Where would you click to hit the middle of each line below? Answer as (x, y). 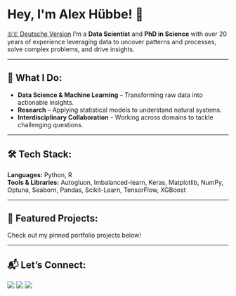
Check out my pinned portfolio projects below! (74, 236)
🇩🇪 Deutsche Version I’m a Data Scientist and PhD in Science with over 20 (117, 34)
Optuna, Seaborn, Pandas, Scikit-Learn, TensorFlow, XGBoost (97, 190)
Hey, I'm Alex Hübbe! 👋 (76, 14)
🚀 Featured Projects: (53, 218)
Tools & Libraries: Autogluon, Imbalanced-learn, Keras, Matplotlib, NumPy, (116, 182)
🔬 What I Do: (35, 78)
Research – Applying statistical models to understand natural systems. (120, 110)
